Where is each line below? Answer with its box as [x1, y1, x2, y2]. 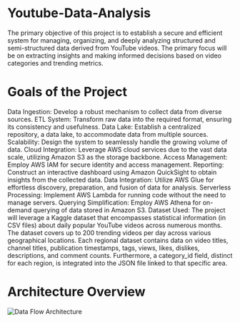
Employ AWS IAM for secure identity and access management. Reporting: [7, 160, 224, 169]
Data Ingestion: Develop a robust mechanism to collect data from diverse [7, 107, 222, 115]
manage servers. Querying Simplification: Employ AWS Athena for [7, 198, 201, 207]
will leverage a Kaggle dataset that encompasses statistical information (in [7, 213, 226, 222]
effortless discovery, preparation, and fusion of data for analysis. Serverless [7, 183, 231, 192]
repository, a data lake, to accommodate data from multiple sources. [7, 130, 209, 138]
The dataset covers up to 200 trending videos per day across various [7, 228, 211, 237]
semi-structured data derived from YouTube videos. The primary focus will [7, 43, 227, 52]
